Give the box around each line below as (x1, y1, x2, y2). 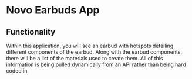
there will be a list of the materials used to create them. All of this (6, 55, 163, 61)
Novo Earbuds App (6, 4, 100, 17)
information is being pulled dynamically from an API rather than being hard (6, 61, 187, 68)
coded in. (6, 67, 29, 74)
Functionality (6, 27, 56, 37)
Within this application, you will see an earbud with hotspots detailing (6, 42, 174, 49)
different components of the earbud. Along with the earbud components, (6, 49, 183, 56)
